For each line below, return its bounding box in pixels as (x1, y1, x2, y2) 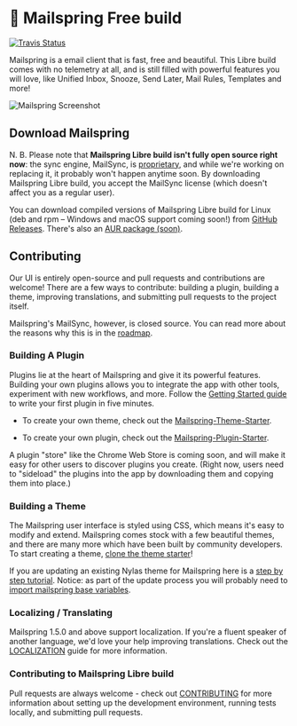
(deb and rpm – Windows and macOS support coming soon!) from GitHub (9, 213, 277, 225)
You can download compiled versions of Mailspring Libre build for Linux (9, 204, 271, 215)
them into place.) (9, 477, 71, 488)
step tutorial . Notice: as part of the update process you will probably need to (9, 575, 288, 586)
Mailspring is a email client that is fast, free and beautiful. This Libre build (9, 54, 277, 65)
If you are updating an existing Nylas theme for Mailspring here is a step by (9, 565, 284, 576)
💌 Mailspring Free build (9, 8, 183, 28)
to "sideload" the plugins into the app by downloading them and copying (9, 468, 274, 478)
